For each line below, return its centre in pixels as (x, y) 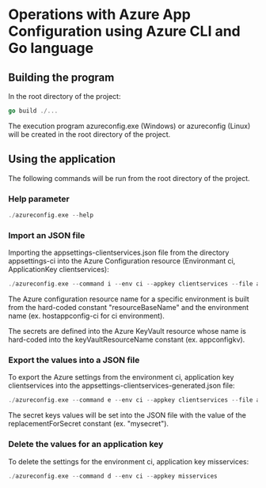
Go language (51, 48)
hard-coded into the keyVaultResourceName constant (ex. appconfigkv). (127, 340)
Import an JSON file (47, 235)
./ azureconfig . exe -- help (51, 215)
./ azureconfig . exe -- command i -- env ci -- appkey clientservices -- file (131, 284)
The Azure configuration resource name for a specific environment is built (129, 299)
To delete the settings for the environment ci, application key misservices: (129, 461)
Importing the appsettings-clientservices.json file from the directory (119, 253)
